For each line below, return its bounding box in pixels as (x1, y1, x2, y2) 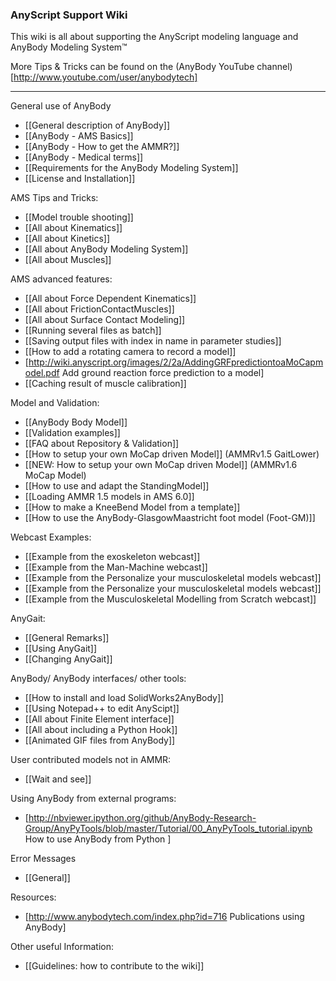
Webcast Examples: (10, 531, 92, 543)
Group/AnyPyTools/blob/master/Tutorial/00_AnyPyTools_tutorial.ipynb (24, 823, 313, 835)
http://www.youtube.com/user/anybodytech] (13, 71, 198, 83)
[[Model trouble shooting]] (24, 211, 134, 223)
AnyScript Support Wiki (10, 8, 128, 22)
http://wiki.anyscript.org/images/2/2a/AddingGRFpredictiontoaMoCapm (28, 356, 324, 368)
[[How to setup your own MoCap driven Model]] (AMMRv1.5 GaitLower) (24, 448, 320, 460)
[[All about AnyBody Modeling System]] (24, 243, 189, 255)
